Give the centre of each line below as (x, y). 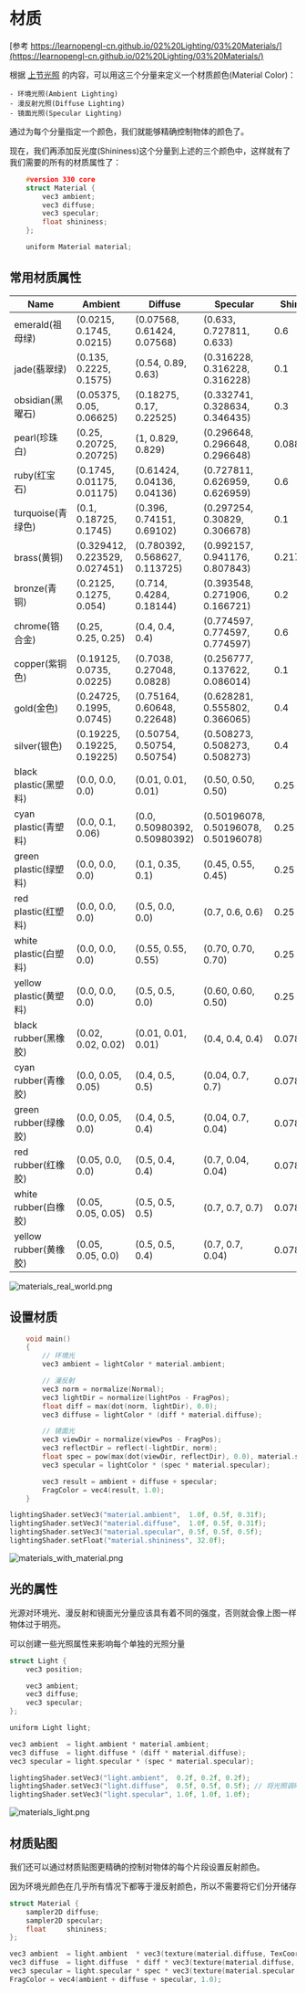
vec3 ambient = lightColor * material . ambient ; (134, 1365)
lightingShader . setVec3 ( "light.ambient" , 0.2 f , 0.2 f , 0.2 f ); (130, 1777)
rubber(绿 (35, 1123)
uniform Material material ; (79, 248)
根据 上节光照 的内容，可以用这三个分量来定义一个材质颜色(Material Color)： (153, 75)
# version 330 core (61, 179)
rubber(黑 (35, 1038)
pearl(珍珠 (36, 438)
